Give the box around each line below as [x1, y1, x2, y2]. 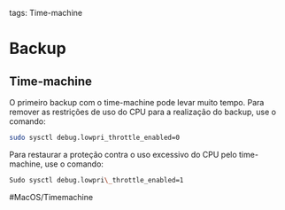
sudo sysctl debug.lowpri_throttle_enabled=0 [9, 133, 180, 142]
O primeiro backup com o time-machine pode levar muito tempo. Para [9, 97, 265, 107]
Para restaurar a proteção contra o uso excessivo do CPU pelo [9, 149, 237, 159]
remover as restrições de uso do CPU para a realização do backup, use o [9, 106, 277, 117]
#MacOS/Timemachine [9, 191, 94, 202]
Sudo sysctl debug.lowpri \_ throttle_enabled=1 [9, 175, 184, 184]
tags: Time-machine [9, 8, 82, 18]
